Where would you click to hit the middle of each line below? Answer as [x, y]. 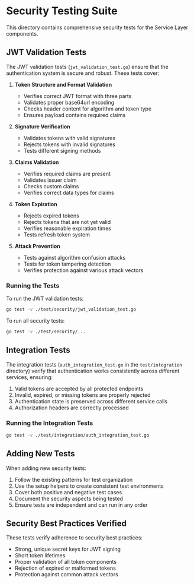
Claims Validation [37, 162]
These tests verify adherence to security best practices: [75, 538]
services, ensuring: [30, 377]
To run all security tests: [35, 321]
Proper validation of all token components [66, 562]
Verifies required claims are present [67, 173]
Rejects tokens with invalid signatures [69, 144]
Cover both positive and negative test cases [68, 492]
